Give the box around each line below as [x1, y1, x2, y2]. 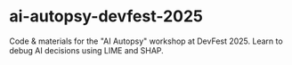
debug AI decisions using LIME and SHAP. [9, 45, 165, 55]
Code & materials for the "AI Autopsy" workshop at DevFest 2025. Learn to [9, 36, 283, 46]
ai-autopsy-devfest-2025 [9, 6, 203, 27]
